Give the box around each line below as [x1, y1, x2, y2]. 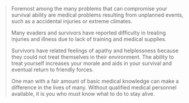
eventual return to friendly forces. [11, 66, 94, 73]
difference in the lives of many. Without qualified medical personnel [11, 84, 177, 91]
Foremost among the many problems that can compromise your [11, 5, 168, 12]
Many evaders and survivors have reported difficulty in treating [11, 29, 166, 36]
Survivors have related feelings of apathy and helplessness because [11, 47, 179, 54]
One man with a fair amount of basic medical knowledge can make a [11, 77, 179, 85]
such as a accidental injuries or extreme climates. [11, 18, 133, 24]
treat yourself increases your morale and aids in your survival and [11, 60, 172, 67]
